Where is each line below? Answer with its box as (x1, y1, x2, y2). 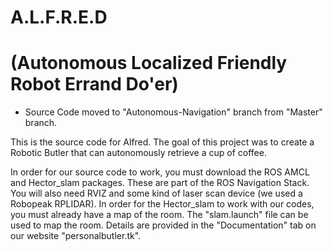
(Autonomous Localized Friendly (10, 52, 288, 75)
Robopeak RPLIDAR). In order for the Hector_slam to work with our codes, (10, 198, 315, 210)
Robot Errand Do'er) (10, 73, 179, 96)
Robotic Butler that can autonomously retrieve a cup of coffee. (10, 147, 267, 159)
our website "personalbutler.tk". (10, 230, 142, 242)
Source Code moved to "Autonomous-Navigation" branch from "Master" (24, 106, 323, 118)
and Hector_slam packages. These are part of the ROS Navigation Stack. (10, 177, 310, 189)
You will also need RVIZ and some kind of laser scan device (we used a (10, 187, 303, 200)
